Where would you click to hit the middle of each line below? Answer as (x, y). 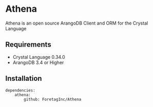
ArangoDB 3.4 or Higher (38, 62)
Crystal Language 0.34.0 (39, 57)
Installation (24, 79)
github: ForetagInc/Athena (53, 99)
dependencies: (21, 90)
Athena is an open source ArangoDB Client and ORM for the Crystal (77, 23)
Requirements (28, 45)
